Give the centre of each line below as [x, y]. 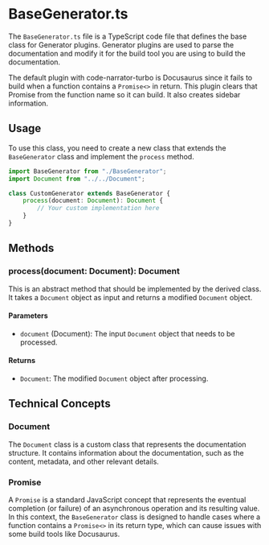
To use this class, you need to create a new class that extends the [117, 148]
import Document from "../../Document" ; [77, 179]
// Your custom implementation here [98, 209]
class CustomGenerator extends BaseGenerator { [90, 193]
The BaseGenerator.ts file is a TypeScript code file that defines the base [128, 36]
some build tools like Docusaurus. [64, 534]
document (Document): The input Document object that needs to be [127, 333]
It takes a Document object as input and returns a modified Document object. [130, 297]
